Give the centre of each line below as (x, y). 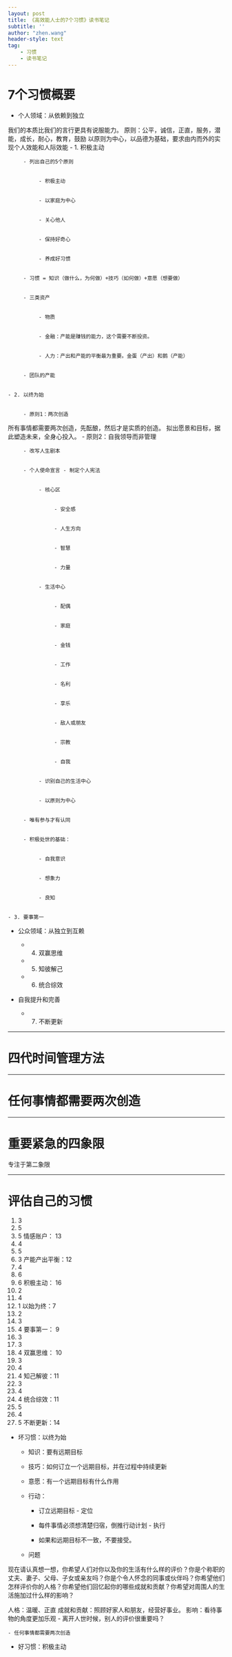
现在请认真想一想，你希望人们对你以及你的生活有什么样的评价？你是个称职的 (116, 1569)
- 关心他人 (52, 220)
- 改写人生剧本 (42, 451)
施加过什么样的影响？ (44, 1596)
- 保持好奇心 (54, 239)
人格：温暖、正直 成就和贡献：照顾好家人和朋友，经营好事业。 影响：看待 (112, 1610)
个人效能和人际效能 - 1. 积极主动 (59, 147)
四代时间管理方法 (56, 1058)
